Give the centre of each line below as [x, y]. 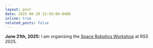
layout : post [18, 9]
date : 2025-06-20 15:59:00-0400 [38, 14]
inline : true [18, 18]
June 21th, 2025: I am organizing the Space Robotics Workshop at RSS [77, 36]
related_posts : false [27, 23]
